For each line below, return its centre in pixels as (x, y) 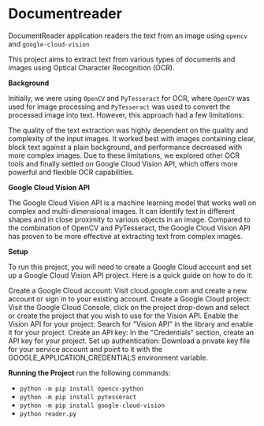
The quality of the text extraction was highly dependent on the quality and (128, 130)
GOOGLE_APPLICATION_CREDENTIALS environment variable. (108, 357)
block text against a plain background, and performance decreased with (125, 147)
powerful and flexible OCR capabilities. (71, 172)
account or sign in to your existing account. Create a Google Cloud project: (130, 299)
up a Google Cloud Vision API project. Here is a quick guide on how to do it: (131, 275)
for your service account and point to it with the (86, 349)
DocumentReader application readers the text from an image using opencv (128, 35)
